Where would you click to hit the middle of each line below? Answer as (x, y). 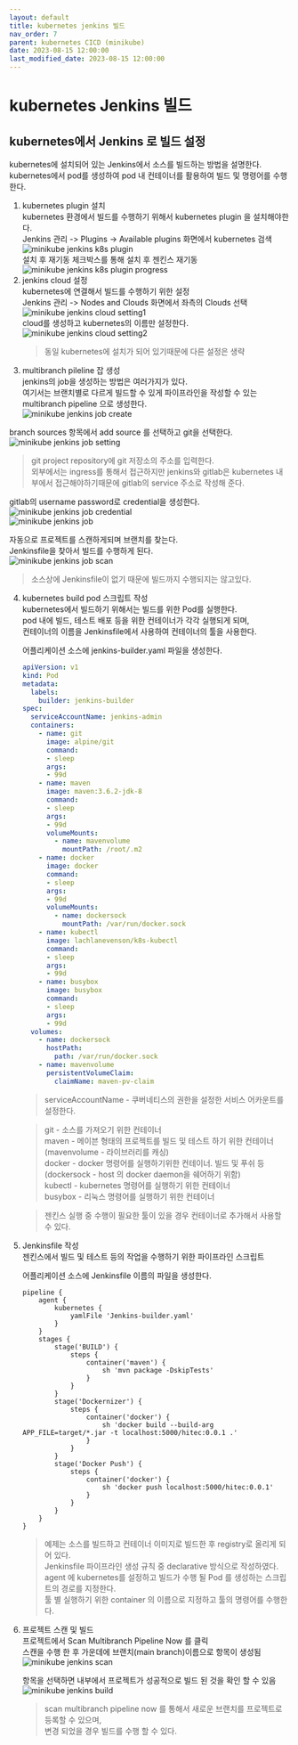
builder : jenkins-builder (87, 700)
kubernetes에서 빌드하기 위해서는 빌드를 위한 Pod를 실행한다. (129, 609)
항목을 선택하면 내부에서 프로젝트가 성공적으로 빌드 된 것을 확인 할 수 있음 (149, 1680)
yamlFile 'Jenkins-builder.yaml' (132, 1316)
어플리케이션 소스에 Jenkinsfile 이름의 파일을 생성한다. (117, 1276)
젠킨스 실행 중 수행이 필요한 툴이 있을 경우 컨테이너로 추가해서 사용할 (163, 1215)
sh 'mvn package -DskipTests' (158, 1370)
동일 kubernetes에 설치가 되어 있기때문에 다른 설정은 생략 (145, 351)
